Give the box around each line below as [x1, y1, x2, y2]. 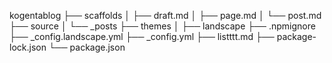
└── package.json [48, 41, 126, 53]
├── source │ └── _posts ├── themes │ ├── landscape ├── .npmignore [9, 20, 316, 32]
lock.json [9, 41, 47, 53]
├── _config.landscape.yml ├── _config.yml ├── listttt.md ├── [9, 31, 275, 42]
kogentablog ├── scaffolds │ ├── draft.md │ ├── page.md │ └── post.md [9, 10, 322, 21]
